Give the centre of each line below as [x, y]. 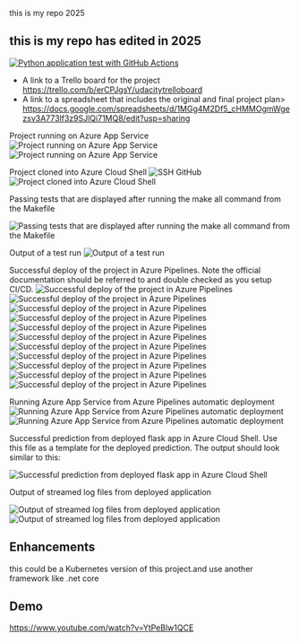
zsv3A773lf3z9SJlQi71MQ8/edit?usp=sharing [106, 118]
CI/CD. [21, 289]
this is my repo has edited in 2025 [105, 41]
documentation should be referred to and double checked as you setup [141, 279]
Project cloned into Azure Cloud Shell [78, 172]
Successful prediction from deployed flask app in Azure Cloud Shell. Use [143, 438]
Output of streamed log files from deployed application [111, 491]
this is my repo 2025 [47, 13]
